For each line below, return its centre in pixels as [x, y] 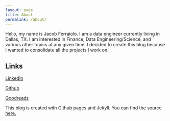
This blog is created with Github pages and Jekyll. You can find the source [83, 108]
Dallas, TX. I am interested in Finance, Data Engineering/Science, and [78, 39]
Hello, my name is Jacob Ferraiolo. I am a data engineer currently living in [82, 34]
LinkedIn [14, 78]
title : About [19, 15]
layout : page [19, 10]
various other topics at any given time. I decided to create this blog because [85, 45]
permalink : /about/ [26, 19]
